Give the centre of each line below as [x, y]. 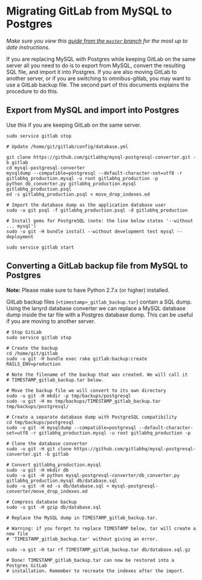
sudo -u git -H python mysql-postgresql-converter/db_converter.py [93, 475]
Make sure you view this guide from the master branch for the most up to [97, 41]
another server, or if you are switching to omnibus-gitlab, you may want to [99, 78]
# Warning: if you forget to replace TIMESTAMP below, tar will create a [101, 528]
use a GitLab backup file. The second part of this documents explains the [98, 85]
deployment [20, 237]
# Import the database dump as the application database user [86, 205]
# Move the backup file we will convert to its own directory [86, 390]
